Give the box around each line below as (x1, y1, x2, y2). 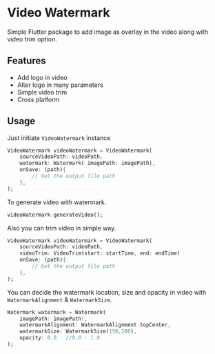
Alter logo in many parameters (17, 81, 103, 89)
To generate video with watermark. (7, 198, 107, 206)
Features (7, 55, 46, 67)
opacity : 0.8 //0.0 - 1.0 (19, 335, 100, 342)
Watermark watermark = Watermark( (7, 308, 107, 315)
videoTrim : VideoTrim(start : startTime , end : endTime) (19, 250, 181, 257)
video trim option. (7, 35, 57, 43)
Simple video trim (17, 88, 68, 96)
